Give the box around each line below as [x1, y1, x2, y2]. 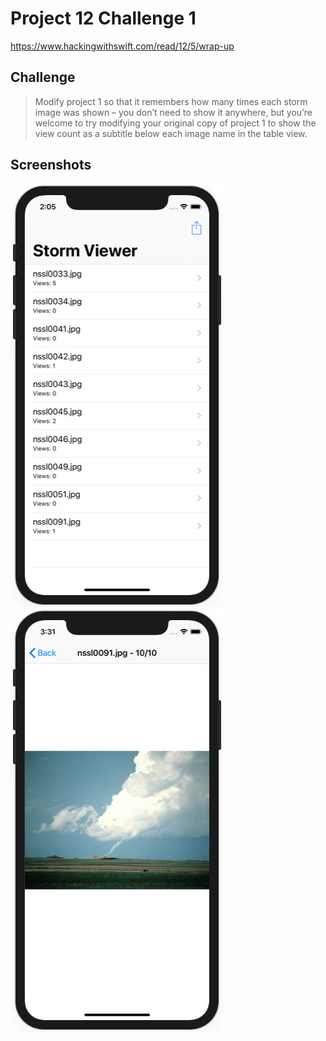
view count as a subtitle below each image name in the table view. [34, 127, 308, 139]
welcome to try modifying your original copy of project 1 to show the [34, 117, 317, 129]
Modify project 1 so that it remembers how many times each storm [34, 95, 308, 107]
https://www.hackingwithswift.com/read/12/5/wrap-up [10, 40, 235, 52]
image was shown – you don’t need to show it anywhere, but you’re [34, 106, 313, 118]
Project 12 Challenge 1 [10, 7, 197, 30]
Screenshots [10, 157, 92, 174]
